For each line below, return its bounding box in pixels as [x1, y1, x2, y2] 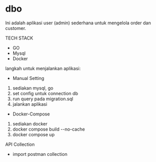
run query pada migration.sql [12, 96, 73, 102]
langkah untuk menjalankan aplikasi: [5, 65, 81, 71]
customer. [5, 25, 26, 31]
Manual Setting [12, 75, 45, 81]
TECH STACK [5, 35, 33, 41]
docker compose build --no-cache [12, 126, 85, 132]
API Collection [5, 141, 35, 147]
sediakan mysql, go [12, 85, 54, 91]
